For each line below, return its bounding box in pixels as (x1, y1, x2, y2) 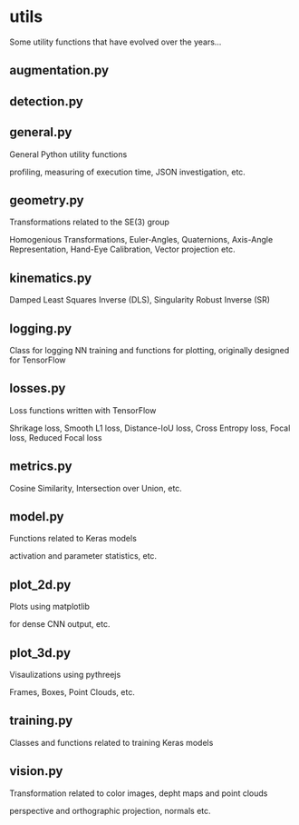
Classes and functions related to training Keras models (9, 737, 214, 748)
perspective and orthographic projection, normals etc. (9, 805, 211, 816)
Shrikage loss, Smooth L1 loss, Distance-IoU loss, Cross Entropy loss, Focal (9, 422, 291, 433)
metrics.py (9, 459, 72, 474)
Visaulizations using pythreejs (9, 670, 121, 681)
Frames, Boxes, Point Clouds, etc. (9, 687, 136, 698)
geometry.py (9, 193, 84, 208)
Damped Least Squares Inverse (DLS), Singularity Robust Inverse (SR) (9, 294, 270, 305)
